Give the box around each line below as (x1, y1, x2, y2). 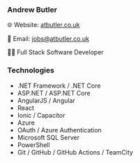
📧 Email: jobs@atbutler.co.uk (7, 35, 89, 43)
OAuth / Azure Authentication (17, 125, 102, 134)
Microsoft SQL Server (17, 133, 80, 141)
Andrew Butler (7, 5, 58, 15)
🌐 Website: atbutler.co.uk (7, 21, 80, 29)
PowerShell (17, 141, 50, 149)
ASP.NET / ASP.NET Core (17, 88, 91, 97)
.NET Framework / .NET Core (17, 81, 101, 90)
